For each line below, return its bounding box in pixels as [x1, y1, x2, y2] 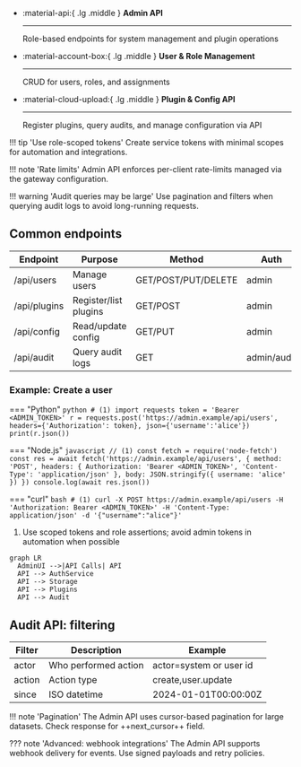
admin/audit [245, 351, 297, 363]
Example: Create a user [9, 383, 113, 396]
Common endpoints [9, 226, 123, 241]
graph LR [9, 553, 42, 563]
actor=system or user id [151, 658, 254, 671]
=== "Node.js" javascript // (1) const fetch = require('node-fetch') [9, 445, 278, 456]
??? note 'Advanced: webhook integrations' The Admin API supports [9, 737, 261, 748]
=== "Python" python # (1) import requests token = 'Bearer [9, 404, 240, 415]
